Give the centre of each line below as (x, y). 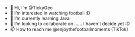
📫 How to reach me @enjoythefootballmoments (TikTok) (69, 29)
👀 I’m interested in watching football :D (50, 13)
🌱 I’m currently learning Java (40, 18)
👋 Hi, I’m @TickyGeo (31, 8)
